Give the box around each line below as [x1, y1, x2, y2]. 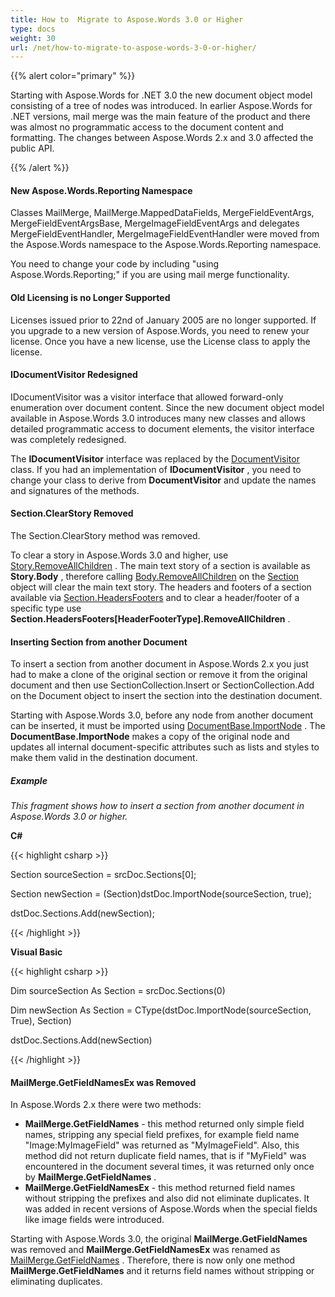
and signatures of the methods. [10, 484, 140, 496]
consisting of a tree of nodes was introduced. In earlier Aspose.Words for [10, 100, 313, 112]
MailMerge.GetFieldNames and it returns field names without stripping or [10, 1265, 315, 1277]
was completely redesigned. [10, 433, 127, 445]
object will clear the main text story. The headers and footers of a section [10, 581, 312, 593]
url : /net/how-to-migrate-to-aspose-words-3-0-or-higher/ [10, 42, 257, 53]
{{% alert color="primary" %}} [10, 70, 136, 82]
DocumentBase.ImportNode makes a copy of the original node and [10, 731, 290, 743]
